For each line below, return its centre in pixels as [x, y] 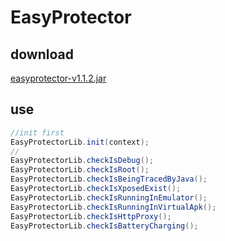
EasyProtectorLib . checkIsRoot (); [80, 170]
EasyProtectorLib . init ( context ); [80, 142]
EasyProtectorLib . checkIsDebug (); [82, 161]
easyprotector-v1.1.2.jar [58, 78]
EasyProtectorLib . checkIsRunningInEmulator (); [109, 197]
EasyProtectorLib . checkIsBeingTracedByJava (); [109, 179]
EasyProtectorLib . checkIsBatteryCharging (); [104, 226]
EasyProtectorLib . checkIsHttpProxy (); [91, 216]
